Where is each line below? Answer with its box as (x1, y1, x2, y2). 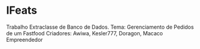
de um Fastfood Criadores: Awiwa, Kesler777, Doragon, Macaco (6, 29, 163, 36)
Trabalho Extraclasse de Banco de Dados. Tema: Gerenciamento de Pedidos (6, 23, 194, 30)
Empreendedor (6, 36, 43, 43)
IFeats (6, 4, 38, 17)
